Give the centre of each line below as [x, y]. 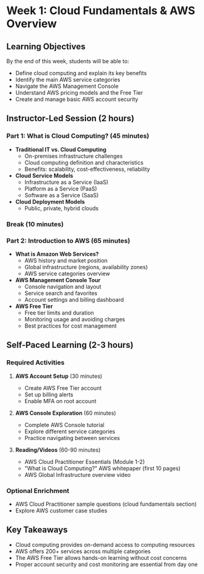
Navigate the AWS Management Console [67, 86]
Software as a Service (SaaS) [61, 195]
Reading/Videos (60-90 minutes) [58, 450]
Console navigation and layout [63, 286]
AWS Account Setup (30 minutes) [59, 376]
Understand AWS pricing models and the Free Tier [79, 92]
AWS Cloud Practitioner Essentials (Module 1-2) [84, 462]
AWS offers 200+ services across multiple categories [83, 551]
